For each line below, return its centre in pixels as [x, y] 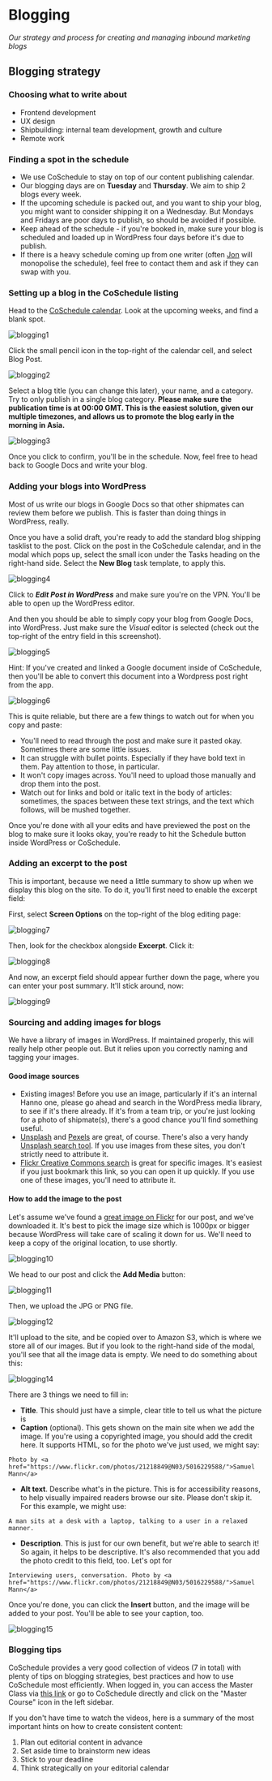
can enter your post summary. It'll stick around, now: [96, 985]
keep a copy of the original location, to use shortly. [93, 1243]
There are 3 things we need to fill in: [68, 1395]
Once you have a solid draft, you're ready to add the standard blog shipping [135, 537]
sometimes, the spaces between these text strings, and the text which [137, 800]
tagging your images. [44, 1058]
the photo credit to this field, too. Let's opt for [96, 1560]
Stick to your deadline [57, 1759]
